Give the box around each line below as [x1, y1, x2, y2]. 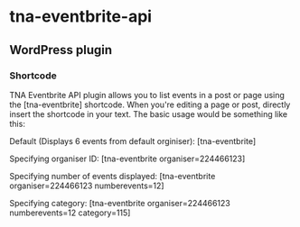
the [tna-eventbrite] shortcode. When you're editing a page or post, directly [9, 99, 291, 110]
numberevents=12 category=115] [9, 207, 131, 218]
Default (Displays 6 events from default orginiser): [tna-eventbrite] [9, 135, 257, 146]
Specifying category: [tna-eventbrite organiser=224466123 [9, 197, 230, 208]
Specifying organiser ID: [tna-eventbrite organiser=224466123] [9, 153, 246, 164]
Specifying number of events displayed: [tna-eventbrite [9, 170, 216, 181]
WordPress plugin [9, 42, 113, 58]
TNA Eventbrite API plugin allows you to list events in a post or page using [9, 89, 285, 100]
